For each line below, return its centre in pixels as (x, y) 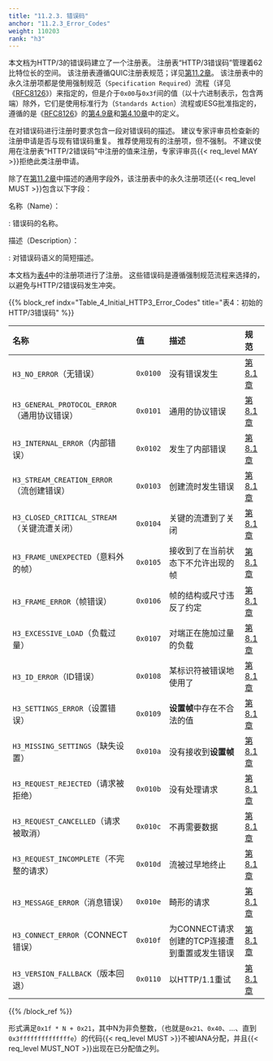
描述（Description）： (44, 241)
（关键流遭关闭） (45, 528)
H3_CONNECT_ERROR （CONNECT (70, 935)
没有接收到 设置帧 (202, 752)
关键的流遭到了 (198, 519)
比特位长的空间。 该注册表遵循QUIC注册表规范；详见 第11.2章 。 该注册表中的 (136, 73)
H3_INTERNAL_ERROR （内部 (60, 443)
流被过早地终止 (198, 865)
